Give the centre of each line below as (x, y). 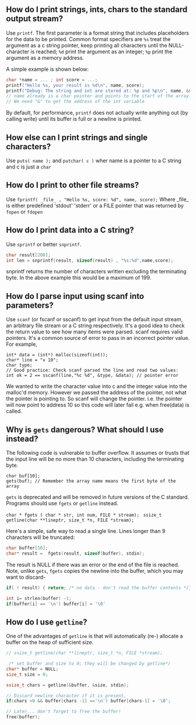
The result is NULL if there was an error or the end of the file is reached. (93, 565)
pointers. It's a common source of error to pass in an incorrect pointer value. (98, 338)
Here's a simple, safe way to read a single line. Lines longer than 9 (86, 531)
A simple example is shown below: (48, 69)
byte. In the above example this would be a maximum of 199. (79, 278)
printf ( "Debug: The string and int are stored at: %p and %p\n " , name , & (98, 91)
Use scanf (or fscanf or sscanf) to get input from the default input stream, (94, 319)
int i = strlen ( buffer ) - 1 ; (39, 598)
